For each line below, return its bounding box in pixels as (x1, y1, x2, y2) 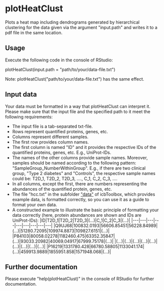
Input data (5, 90, 37, 99)
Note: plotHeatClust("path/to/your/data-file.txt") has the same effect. (5, 76, 144, 82)
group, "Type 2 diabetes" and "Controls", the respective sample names (12, 170, 156, 176)
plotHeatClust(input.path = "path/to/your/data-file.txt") (5, 66, 116, 72)
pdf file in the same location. (5, 29, 63, 35)
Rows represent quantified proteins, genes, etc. (12, 128, 108, 134)
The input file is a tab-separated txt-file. (12, 123, 93, 129)
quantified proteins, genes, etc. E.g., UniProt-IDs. (12, 149, 112, 155)
